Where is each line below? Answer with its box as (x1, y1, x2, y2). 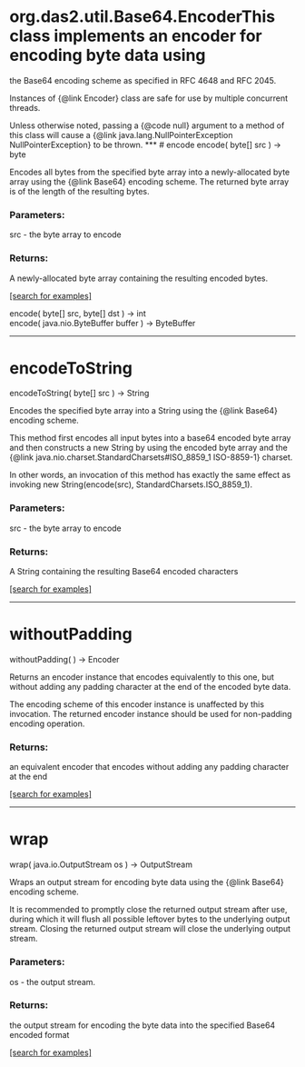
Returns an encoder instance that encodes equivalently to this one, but (9, 672, 275, 683)
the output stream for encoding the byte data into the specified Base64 (9, 1020, 276, 1031)
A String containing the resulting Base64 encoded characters (9, 566, 239, 577)
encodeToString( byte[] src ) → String (9, 388, 150, 399)
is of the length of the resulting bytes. (9, 185, 150, 196)
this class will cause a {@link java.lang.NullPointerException (9, 129, 233, 140)
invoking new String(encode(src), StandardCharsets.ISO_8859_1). (9, 479, 252, 490)
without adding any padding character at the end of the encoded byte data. (9, 682, 291, 692)
